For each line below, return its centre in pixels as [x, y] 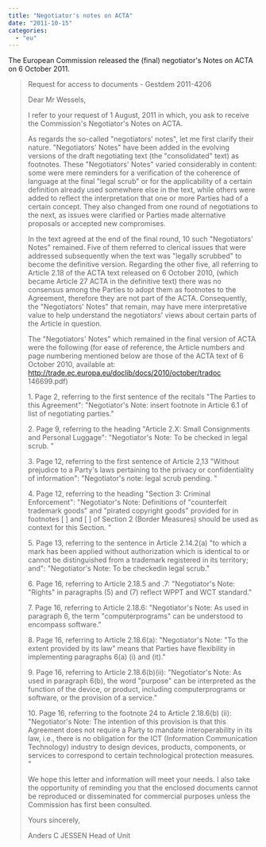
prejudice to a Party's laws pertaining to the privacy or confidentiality [141, 470]
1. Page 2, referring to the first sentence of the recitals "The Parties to [141, 397]
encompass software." [64, 625]
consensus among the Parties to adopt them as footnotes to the [132, 290]
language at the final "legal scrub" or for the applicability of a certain [140, 181]
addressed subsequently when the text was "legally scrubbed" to [135, 256]
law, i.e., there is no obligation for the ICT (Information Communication [143, 739]
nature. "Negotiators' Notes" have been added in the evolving [129, 147]
